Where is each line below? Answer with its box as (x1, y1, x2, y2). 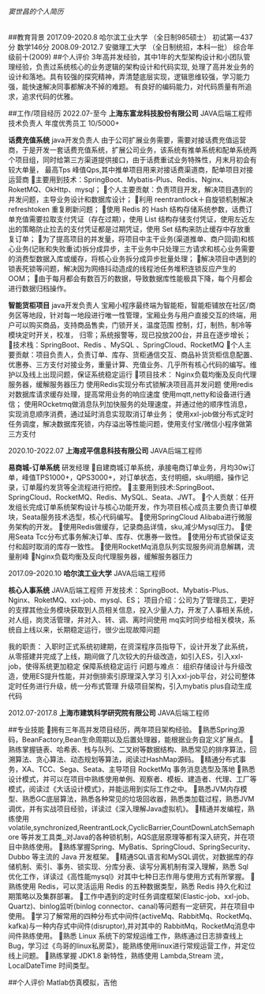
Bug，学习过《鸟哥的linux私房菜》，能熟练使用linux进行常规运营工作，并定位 (8, 941, 256, 950)
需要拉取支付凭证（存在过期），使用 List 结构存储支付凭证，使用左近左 (28, 214, 256, 224)
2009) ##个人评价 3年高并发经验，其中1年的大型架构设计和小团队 (31, 52, 244, 62)
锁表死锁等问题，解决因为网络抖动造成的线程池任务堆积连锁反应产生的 (8, 264, 237, 274)
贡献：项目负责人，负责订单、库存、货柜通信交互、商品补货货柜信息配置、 (14, 350, 257, 359)
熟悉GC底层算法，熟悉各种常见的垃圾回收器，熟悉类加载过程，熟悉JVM (21, 795, 255, 804)
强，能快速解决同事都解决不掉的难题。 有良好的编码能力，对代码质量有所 (8, 82, 245, 92)
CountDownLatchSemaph (171, 823, 255, 833)
